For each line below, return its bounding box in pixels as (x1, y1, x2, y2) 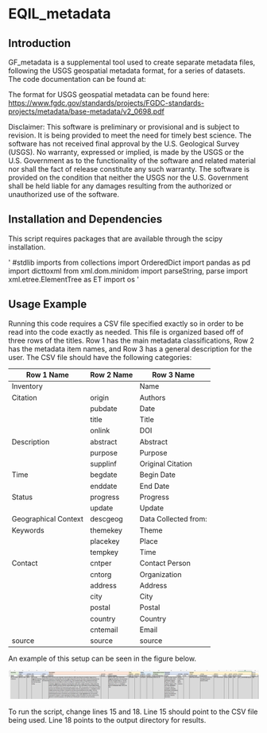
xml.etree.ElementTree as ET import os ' (8, 274, 139, 284)
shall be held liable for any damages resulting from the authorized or (8, 181, 232, 191)
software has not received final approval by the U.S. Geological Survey (8, 139, 240, 148)
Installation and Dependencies (8, 212, 163, 227)
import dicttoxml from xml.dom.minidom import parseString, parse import (8, 266, 249, 275)
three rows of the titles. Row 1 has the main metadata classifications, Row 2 (8, 335, 254, 345)
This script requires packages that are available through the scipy (8, 234, 222, 243)
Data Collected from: (139, 514, 207, 524)
